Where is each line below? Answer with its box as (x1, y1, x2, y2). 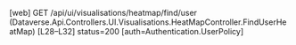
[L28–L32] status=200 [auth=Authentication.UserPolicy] (37, 26, 244, 36)
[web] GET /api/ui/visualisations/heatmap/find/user (9, 8, 198, 18)
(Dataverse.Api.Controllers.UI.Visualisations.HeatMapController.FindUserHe (9, 17, 287, 27)
